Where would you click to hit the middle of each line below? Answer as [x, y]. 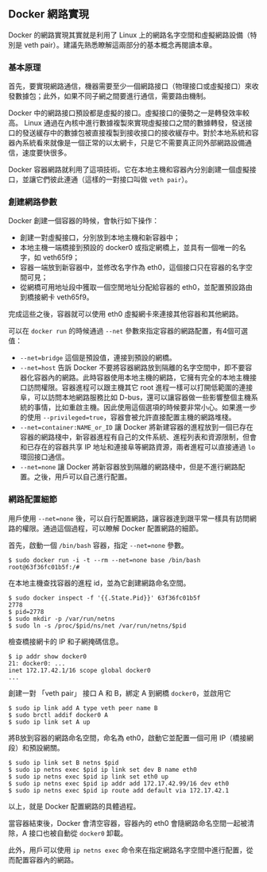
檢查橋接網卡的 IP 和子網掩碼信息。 [66, 641]
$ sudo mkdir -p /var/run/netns [62, 619]
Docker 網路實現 [49, 14]
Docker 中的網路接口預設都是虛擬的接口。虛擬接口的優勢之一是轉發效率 [126, 113]
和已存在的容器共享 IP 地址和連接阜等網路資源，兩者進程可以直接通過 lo [137, 447]
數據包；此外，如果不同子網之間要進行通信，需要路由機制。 [112, 96]
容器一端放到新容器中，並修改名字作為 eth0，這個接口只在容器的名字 [133, 268]
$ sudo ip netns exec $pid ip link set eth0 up [89, 777]
